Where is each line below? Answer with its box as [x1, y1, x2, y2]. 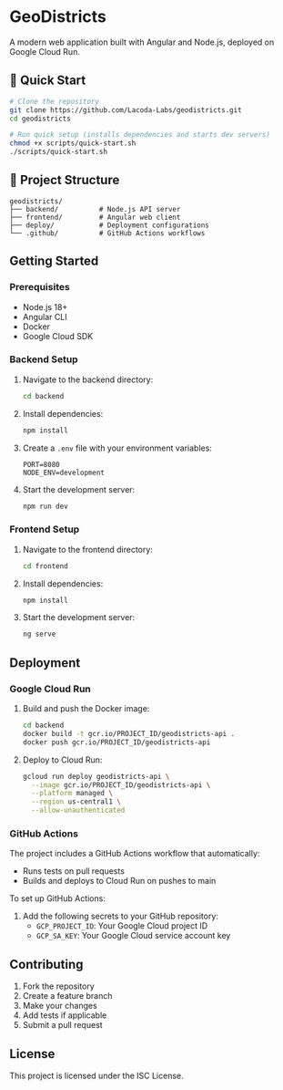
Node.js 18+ [22, 301, 68, 312]
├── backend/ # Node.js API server [9, 204, 181, 213]
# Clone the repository [9, 97, 100, 106]
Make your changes [22, 1001, 97, 1012]
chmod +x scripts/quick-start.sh [9, 139, 136, 148]
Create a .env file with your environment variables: [22, 442, 212, 453]
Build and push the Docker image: [22, 703, 150, 714]
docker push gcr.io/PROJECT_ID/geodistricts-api [22, 737, 211, 747]
